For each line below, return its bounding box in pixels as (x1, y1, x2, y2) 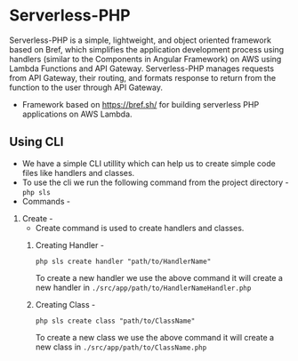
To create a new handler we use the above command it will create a (35, 272, 283, 283)
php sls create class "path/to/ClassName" (35, 317, 196, 325)
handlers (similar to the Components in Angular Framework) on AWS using (9, 53, 282, 64)
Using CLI (9, 134, 64, 149)
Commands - (21, 196, 71, 206)
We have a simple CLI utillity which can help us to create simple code (21, 157, 276, 169)
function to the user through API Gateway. (9, 82, 163, 92)
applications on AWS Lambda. (21, 108, 133, 119)
